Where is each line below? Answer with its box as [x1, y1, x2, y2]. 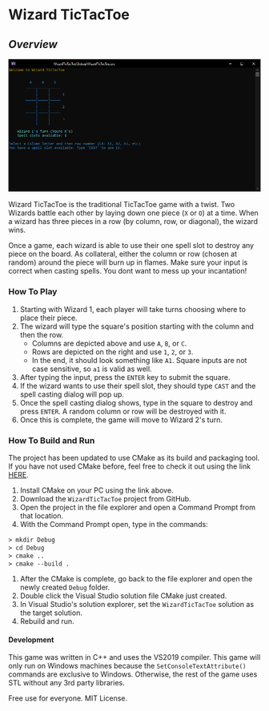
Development [8, 634, 54, 645]
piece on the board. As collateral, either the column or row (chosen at [8, 250, 238, 259]
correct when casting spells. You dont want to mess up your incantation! [8, 266, 247, 276]
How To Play [8, 286, 58, 298]
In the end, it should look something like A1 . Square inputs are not [31, 355, 247, 365]
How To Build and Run [8, 434, 95, 445]
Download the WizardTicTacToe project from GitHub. [19, 493, 191, 503]
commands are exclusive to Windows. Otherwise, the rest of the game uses [8, 669, 258, 679]
